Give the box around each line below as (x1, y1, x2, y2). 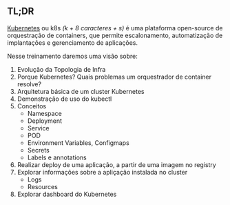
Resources (27, 182, 59, 191)
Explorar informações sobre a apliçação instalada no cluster (17, 168, 188, 176)
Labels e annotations (27, 153, 87, 162)
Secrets (27, 146, 50, 154)
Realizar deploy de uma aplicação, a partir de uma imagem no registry (17, 160, 217, 168)
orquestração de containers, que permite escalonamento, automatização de (7, 31, 223, 39)
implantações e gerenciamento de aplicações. (7, 38, 138, 47)
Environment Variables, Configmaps (27, 138, 129, 147)
